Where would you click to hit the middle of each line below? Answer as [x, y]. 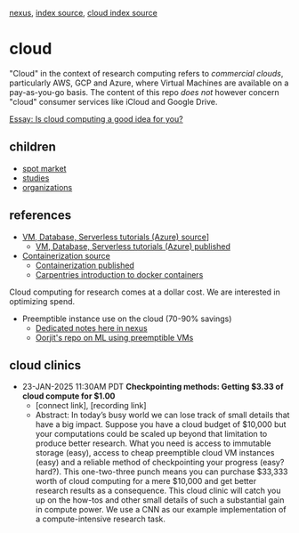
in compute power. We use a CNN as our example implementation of [161, 510]
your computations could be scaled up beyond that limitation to [151, 434]
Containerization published [85, 265]
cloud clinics [45, 365]
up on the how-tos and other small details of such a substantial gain [160, 500]
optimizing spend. [42, 301]
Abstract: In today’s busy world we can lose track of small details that [162, 415]
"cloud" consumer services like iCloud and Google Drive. [113, 101]
